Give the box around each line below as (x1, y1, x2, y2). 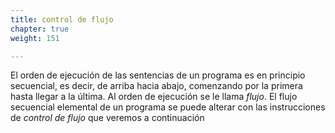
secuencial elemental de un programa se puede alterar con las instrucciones (10, 101, 326, 113)
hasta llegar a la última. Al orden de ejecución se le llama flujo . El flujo (10, 91, 298, 103)
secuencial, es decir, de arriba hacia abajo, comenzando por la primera (10, 80, 303, 92)
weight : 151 (10, 33, 60, 43)
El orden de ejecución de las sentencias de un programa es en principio (10, 69, 306, 81)
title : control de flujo (10, 14, 114, 25)
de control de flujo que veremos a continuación (10, 112, 205, 124)
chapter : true (10, 24, 70, 34)
